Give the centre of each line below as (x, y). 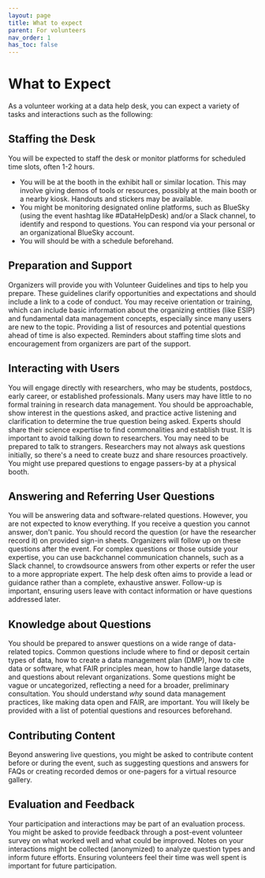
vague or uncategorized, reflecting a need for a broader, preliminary (119, 686)
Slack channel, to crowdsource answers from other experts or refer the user (132, 566)
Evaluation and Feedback (72, 805)
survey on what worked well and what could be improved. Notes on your (126, 840)
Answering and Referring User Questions (112, 496)
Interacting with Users (64, 369)
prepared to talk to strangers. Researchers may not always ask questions (127, 446)
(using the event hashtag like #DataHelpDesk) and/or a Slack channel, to (138, 215)
